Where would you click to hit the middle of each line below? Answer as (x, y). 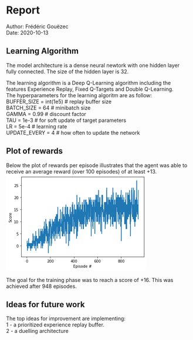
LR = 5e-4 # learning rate (37, 126)
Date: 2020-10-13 (27, 32)
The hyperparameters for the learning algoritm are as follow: (79, 95)
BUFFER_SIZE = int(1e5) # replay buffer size (59, 101)
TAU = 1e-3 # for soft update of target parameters (66, 120)
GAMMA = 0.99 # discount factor (46, 114)
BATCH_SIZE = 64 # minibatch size (48, 108)
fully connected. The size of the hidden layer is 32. (67, 72)
